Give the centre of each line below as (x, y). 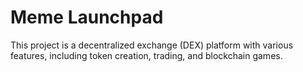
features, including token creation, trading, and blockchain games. (146, 55)
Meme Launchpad (87, 17)
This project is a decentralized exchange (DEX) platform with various (152, 45)
